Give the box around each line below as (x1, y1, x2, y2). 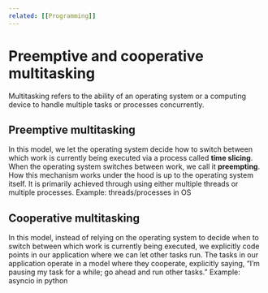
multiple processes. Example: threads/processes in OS (8, 187, 192, 197)
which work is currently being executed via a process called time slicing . (8, 153, 253, 163)
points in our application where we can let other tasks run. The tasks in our (8, 250, 259, 260)
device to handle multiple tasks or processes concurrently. (8, 99, 205, 110)
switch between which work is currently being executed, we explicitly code (8, 241, 260, 252)
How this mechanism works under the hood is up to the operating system (8, 170, 254, 180)
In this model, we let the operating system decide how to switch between (8, 144, 253, 154)
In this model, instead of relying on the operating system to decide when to (8, 233, 260, 243)
